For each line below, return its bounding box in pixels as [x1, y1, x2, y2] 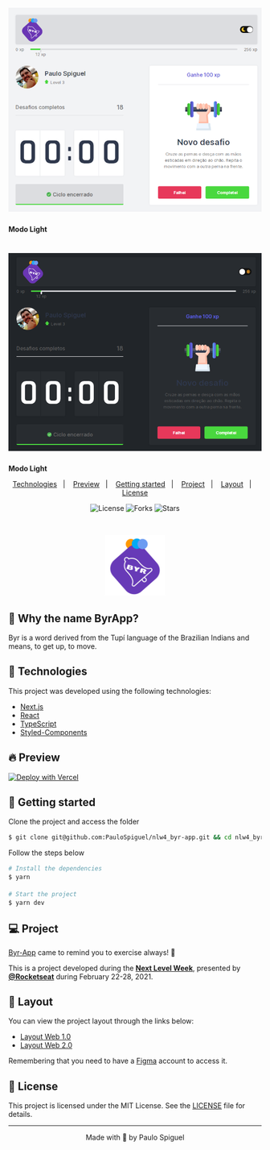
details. [8, 1110, 33, 1119]
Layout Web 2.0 [19, 1040, 72, 1050]
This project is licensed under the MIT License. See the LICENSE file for [8, 1101, 246, 1111]
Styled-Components [19, 727, 88, 737]
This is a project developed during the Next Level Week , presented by [8, 963, 241, 973]
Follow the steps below [8, 848, 84, 857]
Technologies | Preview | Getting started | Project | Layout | [12, 480, 252, 489]
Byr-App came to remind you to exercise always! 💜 [8, 947, 176, 957]
